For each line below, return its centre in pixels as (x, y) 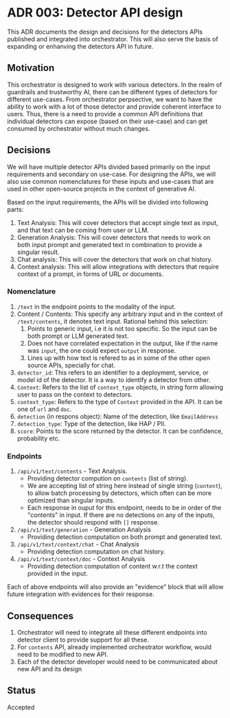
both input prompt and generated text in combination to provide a (110, 244)
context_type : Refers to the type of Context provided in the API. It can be (120, 401)
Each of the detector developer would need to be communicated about (117, 662)
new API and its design (49, 668)
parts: (15, 209)
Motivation (31, 68)
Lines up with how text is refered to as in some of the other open (119, 358)
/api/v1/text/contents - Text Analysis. (72, 471)
